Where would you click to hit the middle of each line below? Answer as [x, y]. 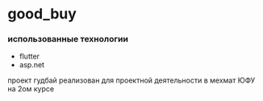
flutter [29, 56]
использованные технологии [68, 39]
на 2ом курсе [31, 89]
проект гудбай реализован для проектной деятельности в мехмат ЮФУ [131, 80]
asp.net [32, 65]
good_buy [42, 14]
